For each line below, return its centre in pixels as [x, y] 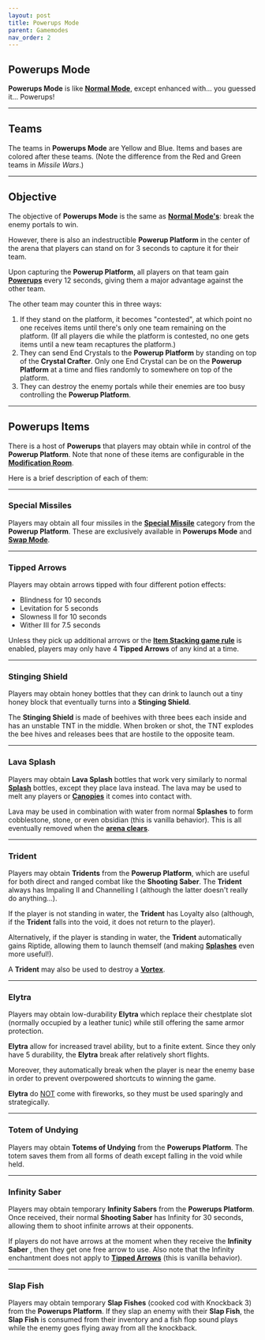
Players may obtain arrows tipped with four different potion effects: [117, 585]
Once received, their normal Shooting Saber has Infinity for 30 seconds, [126, 1217]
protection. [26, 1031]
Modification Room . [41, 462]
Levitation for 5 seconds [59, 608]
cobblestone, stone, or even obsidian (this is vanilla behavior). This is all [125, 820]
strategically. [29, 1102]
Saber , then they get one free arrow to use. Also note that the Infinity [121, 1249]
